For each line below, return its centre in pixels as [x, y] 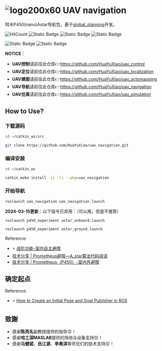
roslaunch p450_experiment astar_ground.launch [54, 229]
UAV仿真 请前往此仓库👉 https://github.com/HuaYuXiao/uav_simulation [81, 94]
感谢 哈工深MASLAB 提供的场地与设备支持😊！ [57, 337]
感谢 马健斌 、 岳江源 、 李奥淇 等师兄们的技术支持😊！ [63, 343]
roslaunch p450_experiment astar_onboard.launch [55, 220]
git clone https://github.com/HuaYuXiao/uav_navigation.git [67, 145]
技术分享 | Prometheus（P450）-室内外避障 [56, 262]
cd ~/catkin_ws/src [25, 136]
